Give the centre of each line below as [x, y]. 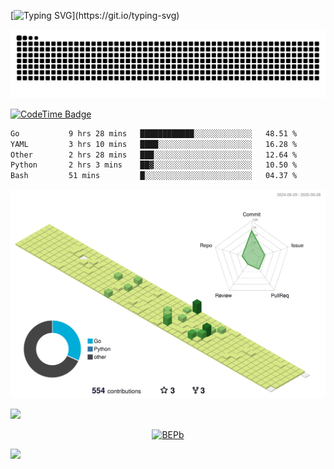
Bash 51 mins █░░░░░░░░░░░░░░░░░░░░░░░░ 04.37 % [154, 176]
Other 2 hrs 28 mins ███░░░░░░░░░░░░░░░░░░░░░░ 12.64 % [154, 155]
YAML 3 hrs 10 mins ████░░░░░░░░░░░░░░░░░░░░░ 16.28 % [154, 144]
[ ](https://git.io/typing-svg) [95, 15]
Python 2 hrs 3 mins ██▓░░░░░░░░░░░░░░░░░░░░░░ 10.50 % [154, 165]
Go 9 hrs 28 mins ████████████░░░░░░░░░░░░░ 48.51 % [154, 133]
